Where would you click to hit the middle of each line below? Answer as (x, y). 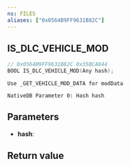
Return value (36, 156)
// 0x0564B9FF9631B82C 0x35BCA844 (58, 65)
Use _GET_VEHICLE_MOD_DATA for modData (65, 84)
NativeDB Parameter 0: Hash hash (56, 96)
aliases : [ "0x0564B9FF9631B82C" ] (56, 20)
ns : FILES (22, 14)
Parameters (33, 117)
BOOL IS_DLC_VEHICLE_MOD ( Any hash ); (60, 71)
